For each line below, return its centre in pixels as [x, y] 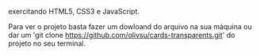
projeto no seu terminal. [47, 43]
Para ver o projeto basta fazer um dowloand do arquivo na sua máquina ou [130, 26]
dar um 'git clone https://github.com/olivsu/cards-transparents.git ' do [122, 35]
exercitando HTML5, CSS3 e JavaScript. [74, 11]
